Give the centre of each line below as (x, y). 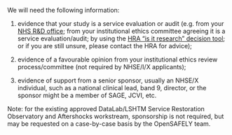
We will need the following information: (63, 10)
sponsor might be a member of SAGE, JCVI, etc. (87, 95)
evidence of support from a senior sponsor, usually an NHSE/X (108, 80)
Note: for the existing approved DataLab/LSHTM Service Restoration (106, 109)
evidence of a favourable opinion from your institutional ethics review (117, 59)
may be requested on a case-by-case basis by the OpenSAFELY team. (109, 124)
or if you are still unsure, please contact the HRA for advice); (105, 46)
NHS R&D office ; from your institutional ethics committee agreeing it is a (121, 31)
